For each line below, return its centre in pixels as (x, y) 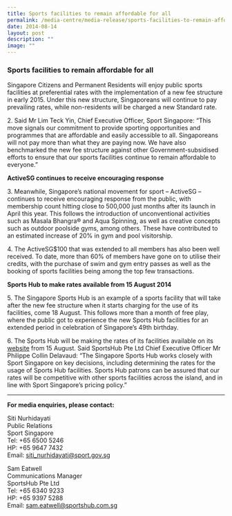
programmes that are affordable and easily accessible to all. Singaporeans (113, 135)
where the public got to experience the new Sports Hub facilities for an (108, 320)
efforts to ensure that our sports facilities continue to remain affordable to (112, 157)
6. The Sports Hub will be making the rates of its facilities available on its (110, 341)
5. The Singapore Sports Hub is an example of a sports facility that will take (114, 298)
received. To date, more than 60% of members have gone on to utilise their (114, 256)
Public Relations (30, 426)
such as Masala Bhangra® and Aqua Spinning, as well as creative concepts (114, 221)
